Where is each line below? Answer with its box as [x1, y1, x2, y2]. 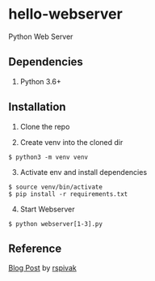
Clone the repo [19, 121, 70, 131]
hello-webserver [8, 5, 123, 23]
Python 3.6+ [19, 76, 62, 86]
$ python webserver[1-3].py [8, 219, 103, 228]
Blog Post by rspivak [8, 263, 77, 273]
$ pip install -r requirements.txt [8, 189, 128, 198]
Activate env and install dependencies [19, 167, 148, 177]
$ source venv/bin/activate [8, 183, 103, 191]
